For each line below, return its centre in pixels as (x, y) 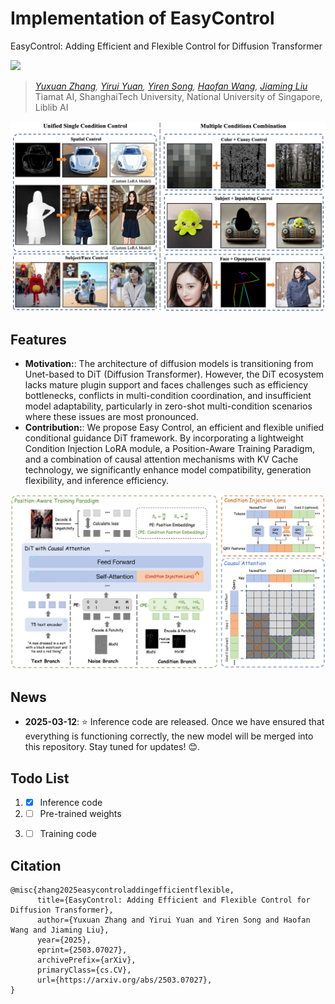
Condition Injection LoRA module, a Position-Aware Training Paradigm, (169, 449)
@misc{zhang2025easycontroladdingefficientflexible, (122, 890)
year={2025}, (64, 940)
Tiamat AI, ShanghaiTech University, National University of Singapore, (178, 96)
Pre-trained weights (80, 814)
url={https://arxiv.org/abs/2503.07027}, (124, 980)
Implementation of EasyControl (142, 18)
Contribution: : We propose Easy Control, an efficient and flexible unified (174, 428)
